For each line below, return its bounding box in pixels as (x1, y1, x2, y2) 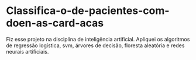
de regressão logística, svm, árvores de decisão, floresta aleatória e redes (6, 42, 185, 49)
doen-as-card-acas (6, 16, 104, 30)
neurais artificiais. (6, 48, 49, 55)
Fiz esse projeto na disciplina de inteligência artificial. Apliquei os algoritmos (6, 36, 190, 43)
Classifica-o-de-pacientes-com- (6, 4, 170, 17)
